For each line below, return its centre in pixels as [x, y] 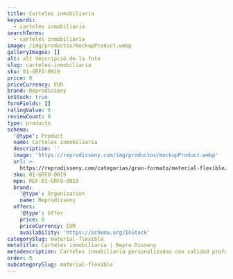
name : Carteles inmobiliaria [55, 143]
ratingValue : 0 [29, 110]
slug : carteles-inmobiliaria [49, 65]
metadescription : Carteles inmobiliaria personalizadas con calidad [108, 252]
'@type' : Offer [42, 213]
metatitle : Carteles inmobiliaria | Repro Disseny [82, 245]
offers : [25, 207]
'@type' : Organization [52, 194]
